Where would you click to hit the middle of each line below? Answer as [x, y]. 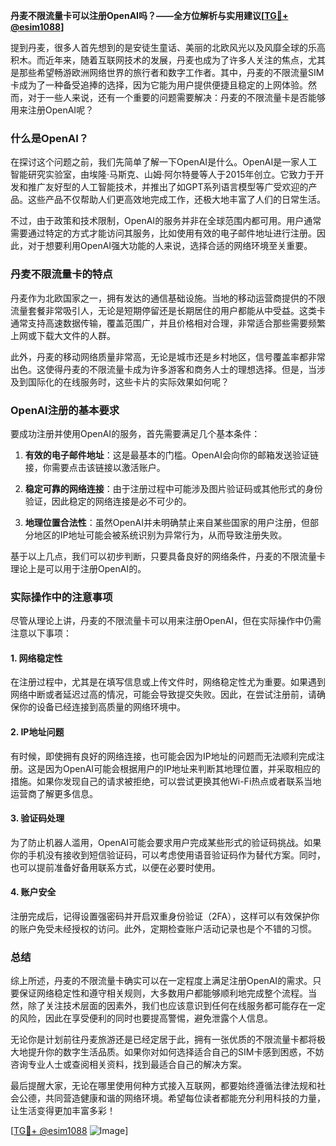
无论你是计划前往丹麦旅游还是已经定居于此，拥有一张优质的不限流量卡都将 [163, 1040]
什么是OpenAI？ [50, 138]
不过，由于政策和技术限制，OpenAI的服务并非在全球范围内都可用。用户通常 [166, 221]
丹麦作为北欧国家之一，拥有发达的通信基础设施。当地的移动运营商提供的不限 [168, 298]
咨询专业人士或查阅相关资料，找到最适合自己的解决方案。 [128, 1065]
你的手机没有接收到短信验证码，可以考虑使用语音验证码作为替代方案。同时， [168, 855]
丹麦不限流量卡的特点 [61, 274]
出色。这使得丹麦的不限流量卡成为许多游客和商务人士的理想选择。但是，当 [163, 369]
